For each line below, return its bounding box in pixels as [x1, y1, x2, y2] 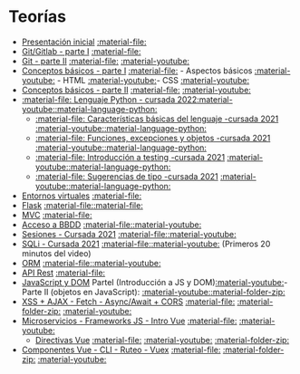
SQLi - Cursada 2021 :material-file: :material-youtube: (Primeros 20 [21, 238, 271, 249]
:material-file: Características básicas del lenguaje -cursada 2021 [34, 113, 279, 124]
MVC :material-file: [21, 209, 92, 220]
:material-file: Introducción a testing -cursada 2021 [34, 151, 226, 162]
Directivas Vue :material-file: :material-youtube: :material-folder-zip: [34, 334, 290, 345]
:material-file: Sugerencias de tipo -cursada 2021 [34, 170, 218, 182]
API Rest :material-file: [21, 267, 106, 278]
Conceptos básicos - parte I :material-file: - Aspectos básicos [21, 65, 253, 76]
